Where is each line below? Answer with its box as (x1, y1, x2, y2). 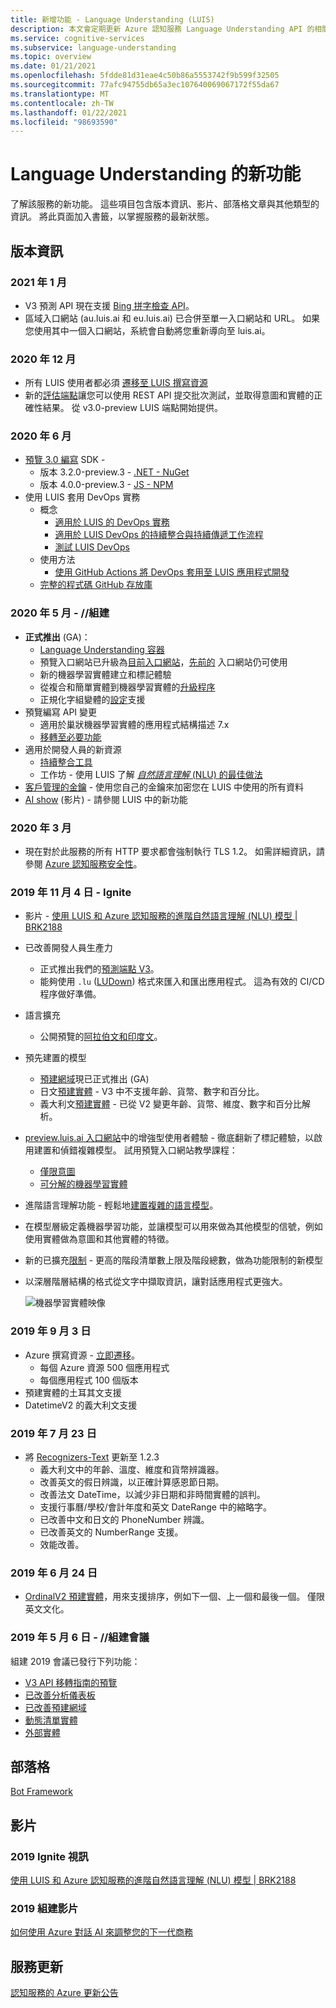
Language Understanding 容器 (39, 643, 165, 655)
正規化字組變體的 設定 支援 (39, 693, 146, 705)
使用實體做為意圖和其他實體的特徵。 (24, 1233, 175, 1245)
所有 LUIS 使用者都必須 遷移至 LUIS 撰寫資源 (24, 377, 208, 389)
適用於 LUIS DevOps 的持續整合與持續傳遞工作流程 (54, 529, 264, 541)
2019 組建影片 (10, 1901, 79, 1915)
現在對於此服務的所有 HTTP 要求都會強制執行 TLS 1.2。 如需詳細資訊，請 (24, 846, 326, 858)
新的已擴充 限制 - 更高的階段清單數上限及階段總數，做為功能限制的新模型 (24, 1254, 324, 1266)
